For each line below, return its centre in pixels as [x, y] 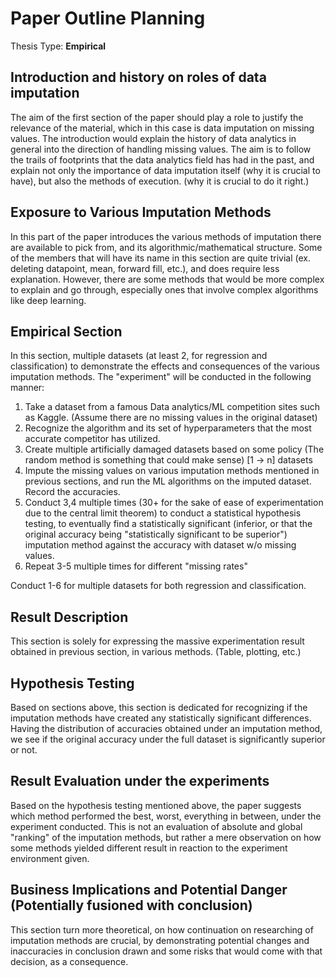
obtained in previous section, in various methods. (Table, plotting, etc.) [156, 652]
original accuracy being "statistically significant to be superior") [156, 534]
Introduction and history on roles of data [138, 77]
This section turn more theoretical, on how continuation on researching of [162, 929]
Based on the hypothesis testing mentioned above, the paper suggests [156, 805]
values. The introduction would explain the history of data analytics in [153, 138]
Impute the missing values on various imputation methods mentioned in [172, 471]
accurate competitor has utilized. [92, 439]
